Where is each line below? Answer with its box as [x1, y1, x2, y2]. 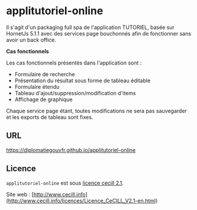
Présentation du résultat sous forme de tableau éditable [14, 77, 151, 84]
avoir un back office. [6, 36, 56, 43]
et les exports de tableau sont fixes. [6, 114, 93, 121]
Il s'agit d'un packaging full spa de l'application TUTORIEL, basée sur [6, 24, 175, 31]
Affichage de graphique [14, 96, 73, 103]
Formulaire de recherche [14, 70, 75, 77]
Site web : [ [6, 190, 34, 198]
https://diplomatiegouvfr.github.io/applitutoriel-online [6, 146, 136, 153]
